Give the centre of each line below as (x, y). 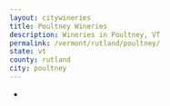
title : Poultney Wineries (58, 26)
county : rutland (40, 60)
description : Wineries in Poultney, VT (85, 34)
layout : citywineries (50, 18)
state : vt (28, 52)
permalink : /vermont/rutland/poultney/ (85, 43)
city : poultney (38, 69)
